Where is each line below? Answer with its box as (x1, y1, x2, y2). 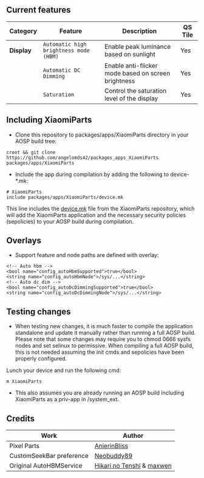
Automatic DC (42, 66, 81, 74)
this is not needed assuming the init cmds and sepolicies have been (15, 348, 185, 356)
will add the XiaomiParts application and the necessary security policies (6, 211, 186, 219)
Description (122, 27, 157, 35)
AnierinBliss (94, 441, 129, 450)
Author (122, 432, 144, 440)
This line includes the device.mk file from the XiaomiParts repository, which (6, 205, 195, 212)
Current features (6, 5, 71, 15)
